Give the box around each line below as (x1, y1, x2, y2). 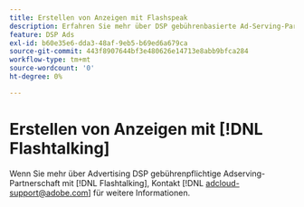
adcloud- (205, 177, 240, 188)
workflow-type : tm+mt (9, 55, 91, 64)
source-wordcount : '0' (9, 64, 95, 73)
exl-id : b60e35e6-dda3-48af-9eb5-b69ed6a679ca (9, 38, 188, 48)
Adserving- (223, 168, 266, 179)
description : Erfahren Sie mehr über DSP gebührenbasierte (9, 22, 237, 31)
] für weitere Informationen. (88, 187, 191, 198)
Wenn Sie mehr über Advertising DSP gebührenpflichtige (9, 168, 222, 179)
